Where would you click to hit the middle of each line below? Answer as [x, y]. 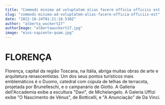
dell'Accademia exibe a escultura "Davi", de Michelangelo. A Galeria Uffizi [80, 92]
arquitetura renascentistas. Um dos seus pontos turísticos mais [69, 76]
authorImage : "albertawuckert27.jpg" [44, 28]
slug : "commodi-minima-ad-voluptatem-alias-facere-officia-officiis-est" [83, 14]
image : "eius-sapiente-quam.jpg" [40, 33]
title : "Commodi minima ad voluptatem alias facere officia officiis [78, 10]
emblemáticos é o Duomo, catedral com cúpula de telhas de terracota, [77, 81]
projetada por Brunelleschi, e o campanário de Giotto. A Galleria [70, 87]
